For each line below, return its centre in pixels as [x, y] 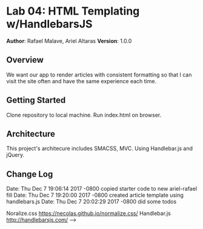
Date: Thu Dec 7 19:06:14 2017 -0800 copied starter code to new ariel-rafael [102, 189]
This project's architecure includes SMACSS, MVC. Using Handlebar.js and [99, 149]
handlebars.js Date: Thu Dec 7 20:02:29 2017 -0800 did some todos [92, 202]
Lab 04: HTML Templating [73, 11]
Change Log [30, 174]
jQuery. [15, 155]
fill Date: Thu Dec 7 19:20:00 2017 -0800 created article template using [95, 195]
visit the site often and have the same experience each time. [81, 81]
